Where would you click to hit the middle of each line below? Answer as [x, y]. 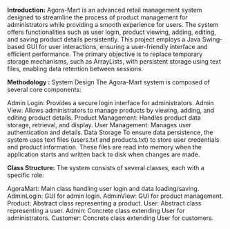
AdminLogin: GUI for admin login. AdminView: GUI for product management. [115, 196]
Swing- [212, 39]
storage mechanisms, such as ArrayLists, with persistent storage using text [114, 61]
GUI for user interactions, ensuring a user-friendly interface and [117, 47]
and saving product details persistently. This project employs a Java [104, 39]
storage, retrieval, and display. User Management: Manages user [99, 125]
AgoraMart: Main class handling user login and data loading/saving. [103, 189]
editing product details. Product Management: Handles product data [104, 118]
